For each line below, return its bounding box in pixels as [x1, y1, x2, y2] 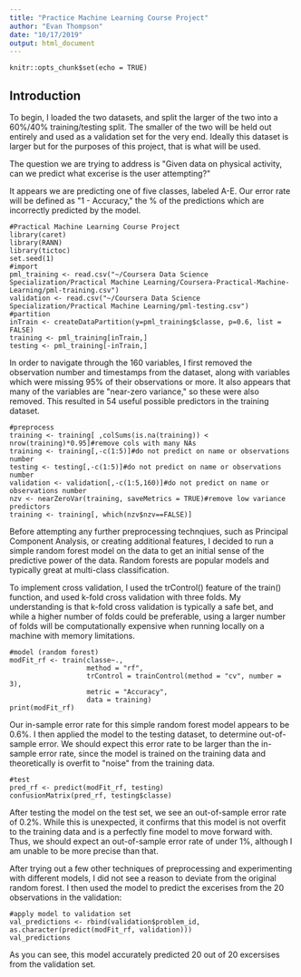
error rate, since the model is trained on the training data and [38, 749, 266, 759]
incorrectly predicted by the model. [9, 205, 141, 216]
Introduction [9, 88, 82, 103]
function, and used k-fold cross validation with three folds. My [9, 592, 242, 603]
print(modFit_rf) [9, 703, 75, 712]
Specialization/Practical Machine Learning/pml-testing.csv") [9, 302, 249, 311]
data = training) [86, 695, 152, 705]
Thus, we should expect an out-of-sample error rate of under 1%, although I [9, 836, 293, 847]
